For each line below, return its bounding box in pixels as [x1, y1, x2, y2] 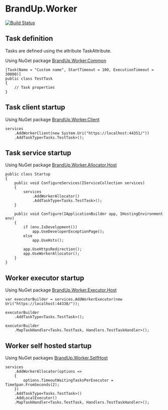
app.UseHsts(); [32, 238, 64, 243]
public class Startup [5, 172, 51, 177]
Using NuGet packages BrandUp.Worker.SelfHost [5, 355, 108, 361]
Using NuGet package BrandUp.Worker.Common [5, 57, 107, 64]
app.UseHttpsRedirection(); [23, 247, 82, 252]
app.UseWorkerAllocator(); [23, 251, 80, 256]
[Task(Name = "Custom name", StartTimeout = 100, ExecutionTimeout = [5, 67, 154, 72]
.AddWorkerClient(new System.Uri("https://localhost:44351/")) [14, 131, 150, 136]
